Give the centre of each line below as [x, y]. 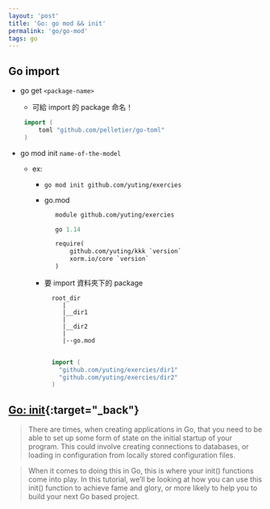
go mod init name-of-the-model [71, 153]
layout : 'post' [34, 16]
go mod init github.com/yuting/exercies [113, 185]
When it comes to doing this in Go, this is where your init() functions [141, 471]
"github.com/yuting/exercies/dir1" [119, 370]
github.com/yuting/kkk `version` [126, 251]
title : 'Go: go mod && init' [57, 23]
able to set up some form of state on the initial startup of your [130, 438]
